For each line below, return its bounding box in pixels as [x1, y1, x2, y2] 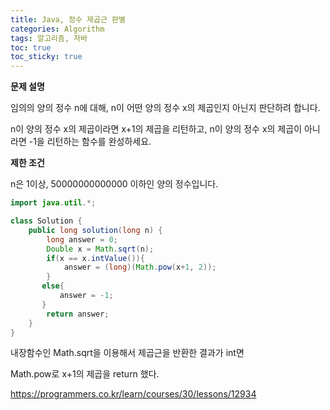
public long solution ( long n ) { [28, 225, 163, 235]
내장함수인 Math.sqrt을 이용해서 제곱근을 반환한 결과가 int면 [10, 347, 245, 359]
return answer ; [46, 309, 110, 319]
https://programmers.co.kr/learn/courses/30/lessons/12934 [10, 388, 257, 400]
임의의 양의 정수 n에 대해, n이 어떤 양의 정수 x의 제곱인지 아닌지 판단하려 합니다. [10, 102, 321, 114]
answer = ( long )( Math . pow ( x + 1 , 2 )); [63, 262, 217, 273]
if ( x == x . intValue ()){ [46, 253, 145, 263]
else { [41, 281, 65, 291]
